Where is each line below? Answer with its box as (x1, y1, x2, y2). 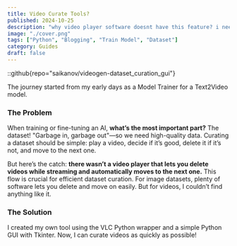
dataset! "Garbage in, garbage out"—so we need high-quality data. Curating (7, 131, 229, 140)
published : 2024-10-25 (7, 17, 74, 24)
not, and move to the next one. (7, 146, 97, 155)
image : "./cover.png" (7, 30, 71, 37)
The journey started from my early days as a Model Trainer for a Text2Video (7, 82, 229, 91)
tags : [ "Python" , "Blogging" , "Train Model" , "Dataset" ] (7, 37, 178, 44)
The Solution (7, 207, 52, 217)
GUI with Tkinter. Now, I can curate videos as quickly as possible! (7, 230, 197, 240)
